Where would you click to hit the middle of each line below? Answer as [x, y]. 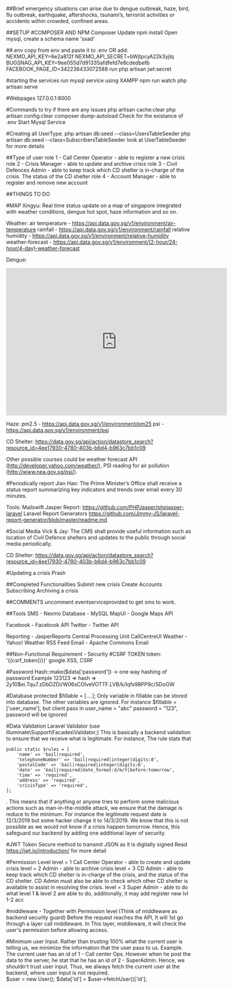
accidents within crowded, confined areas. [58, 21]
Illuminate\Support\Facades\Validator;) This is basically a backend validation [99, 732]
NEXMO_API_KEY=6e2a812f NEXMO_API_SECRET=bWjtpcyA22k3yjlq [90, 56]
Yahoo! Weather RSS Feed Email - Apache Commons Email [77, 642]
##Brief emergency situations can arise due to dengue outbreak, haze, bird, [98, 9]
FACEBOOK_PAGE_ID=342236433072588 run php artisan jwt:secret [89, 69]
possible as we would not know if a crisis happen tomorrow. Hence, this [93, 827]
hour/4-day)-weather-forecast [43, 248]
